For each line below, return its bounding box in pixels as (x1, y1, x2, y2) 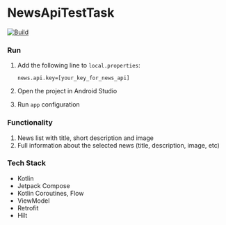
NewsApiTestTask (7, 5, 115, 21)
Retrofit (17, 203, 39, 212)
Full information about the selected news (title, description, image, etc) (17, 141, 220, 149)
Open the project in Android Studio (17, 87, 118, 95)
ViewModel (17, 196, 50, 205)
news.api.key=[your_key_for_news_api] (17, 75, 130, 82)
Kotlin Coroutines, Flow (17, 189, 84, 197)
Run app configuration (17, 100, 80, 109)
